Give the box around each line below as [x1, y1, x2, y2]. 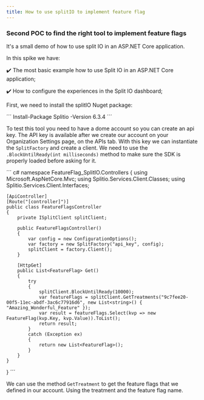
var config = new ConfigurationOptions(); [28, 236, 137, 242]
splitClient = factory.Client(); [28, 246, 113, 252]
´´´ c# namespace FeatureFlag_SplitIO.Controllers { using [6, 168, 148, 176]
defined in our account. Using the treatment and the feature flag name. [6, 386, 183, 394]
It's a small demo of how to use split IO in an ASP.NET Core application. [6, 42, 185, 50]
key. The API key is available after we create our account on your [6, 131, 169, 138]
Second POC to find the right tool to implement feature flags [6, 28, 187, 37]
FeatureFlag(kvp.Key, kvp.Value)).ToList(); [6, 315, 121, 321]
